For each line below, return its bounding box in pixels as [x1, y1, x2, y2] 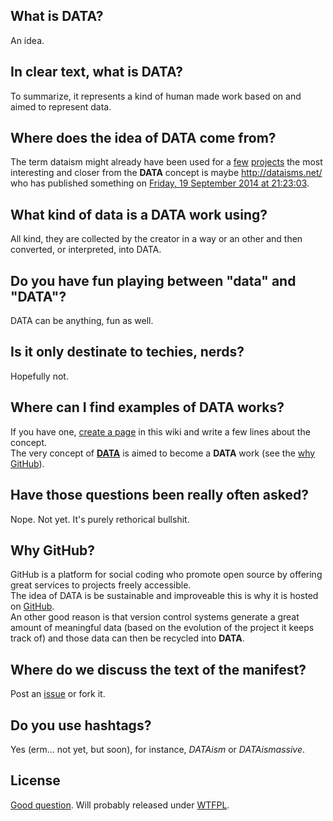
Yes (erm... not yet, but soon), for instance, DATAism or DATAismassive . [10, 743, 306, 755]
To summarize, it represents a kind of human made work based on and [10, 90, 302, 102]
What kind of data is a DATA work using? [10, 206, 268, 223]
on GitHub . [10, 600, 55, 613]
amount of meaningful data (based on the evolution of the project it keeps [10, 622, 315, 634]
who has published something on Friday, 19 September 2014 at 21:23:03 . [10, 177, 310, 189]
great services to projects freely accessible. [10, 579, 192, 591]
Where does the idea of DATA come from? [10, 130, 277, 147]
